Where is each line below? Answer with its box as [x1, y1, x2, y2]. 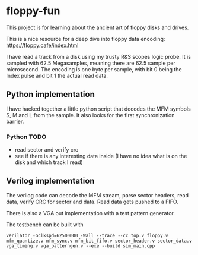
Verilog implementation [6, 176, 95, 186]
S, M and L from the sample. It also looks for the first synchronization [6, 111, 175, 118]
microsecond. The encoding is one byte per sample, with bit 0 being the [6, 65, 182, 73]
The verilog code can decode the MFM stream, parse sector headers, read [6, 191, 189, 199]
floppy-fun [6, 4, 60, 18]
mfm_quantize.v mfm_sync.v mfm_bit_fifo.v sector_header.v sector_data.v [6, 238, 193, 244]
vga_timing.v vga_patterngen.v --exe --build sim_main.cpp [6, 243, 155, 249]
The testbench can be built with [6, 221, 84, 228]
